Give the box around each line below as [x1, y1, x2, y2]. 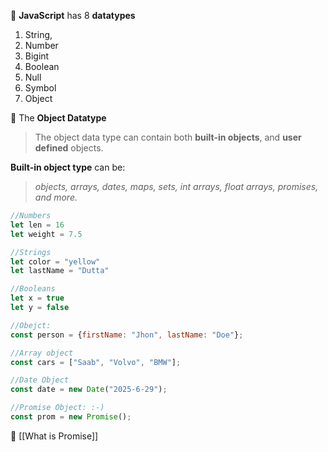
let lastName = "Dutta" [10, 266, 110, 276]
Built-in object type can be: [10, 161, 126, 173]
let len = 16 [10, 220, 65, 230]
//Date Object [10, 375, 70, 385]
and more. [34, 191, 78, 203]
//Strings [10, 247, 52, 257]
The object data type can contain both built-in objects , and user [34, 131, 302, 143]
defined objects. [34, 142, 104, 154]
